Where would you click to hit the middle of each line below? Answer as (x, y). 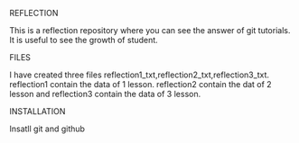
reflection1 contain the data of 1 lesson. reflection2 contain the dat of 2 (141, 84)
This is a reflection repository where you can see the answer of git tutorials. (150, 30)
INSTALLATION (37, 111)
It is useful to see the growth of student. (84, 40)
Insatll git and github (47, 129)
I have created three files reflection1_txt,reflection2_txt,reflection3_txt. (139, 75)
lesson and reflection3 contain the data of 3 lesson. (105, 94)
